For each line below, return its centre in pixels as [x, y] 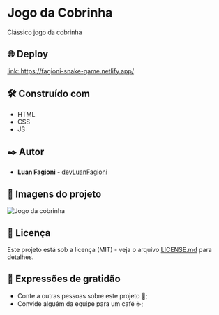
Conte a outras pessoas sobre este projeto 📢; [82, 295]
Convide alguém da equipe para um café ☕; [80, 303]
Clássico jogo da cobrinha [45, 32]
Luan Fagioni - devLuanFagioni [62, 172]
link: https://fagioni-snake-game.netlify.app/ [71, 71]
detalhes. [21, 257]
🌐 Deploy [28, 54]
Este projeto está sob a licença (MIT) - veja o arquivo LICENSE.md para [110, 250]
